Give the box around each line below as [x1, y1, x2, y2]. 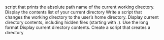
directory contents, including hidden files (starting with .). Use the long [5, 19, 149, 25]
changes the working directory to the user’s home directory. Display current [5, 14, 159, 20]
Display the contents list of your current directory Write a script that [5, 9, 142, 15]
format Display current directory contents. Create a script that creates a [5, 25, 151, 30]
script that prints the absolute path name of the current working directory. [5, 4, 155, 10]
